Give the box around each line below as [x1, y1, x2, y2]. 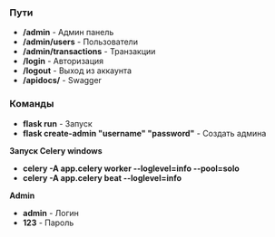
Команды [9, 98, 54, 110]
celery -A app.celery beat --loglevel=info [22, 172, 182, 183]
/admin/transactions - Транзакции [22, 46, 156, 57]
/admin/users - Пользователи [22, 36, 139, 47]
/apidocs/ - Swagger [22, 75, 103, 86]
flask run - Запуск [22, 118, 93, 128]
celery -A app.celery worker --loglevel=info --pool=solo [22, 163, 241, 174]
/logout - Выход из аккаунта [22, 65, 133, 76]
